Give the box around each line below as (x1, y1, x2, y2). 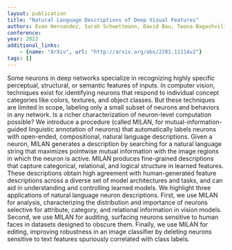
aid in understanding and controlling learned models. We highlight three (7, 183, 211, 191)
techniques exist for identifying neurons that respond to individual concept (7, 88, 220, 96)
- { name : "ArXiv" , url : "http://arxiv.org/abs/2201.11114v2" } (19, 49, 202, 56)
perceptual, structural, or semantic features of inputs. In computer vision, (7, 81, 215, 90)
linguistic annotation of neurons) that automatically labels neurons (28, 125, 216, 133)
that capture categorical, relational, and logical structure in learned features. (7, 161, 224, 169)
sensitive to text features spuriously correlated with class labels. (7, 235, 190, 243)
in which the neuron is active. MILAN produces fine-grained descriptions (7, 154, 214, 163)
